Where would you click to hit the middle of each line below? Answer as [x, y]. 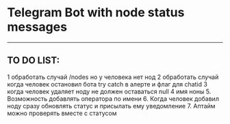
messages [37, 27]
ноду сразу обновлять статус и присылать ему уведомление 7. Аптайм [111, 106]
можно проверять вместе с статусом [62, 113]
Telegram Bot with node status [96, 13]
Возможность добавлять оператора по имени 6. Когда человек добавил [113, 98]
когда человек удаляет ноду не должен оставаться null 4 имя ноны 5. [109, 91]
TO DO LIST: [34, 60]
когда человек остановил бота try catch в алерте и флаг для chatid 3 [107, 84]
